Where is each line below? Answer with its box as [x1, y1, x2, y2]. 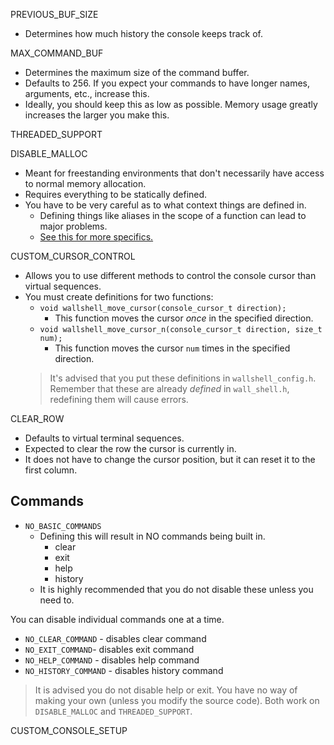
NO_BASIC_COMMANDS [24, 521, 102, 531]
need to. [39, 594, 75, 606]
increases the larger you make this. [24, 109, 170, 121]
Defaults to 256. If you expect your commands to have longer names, [24, 77, 310, 89]
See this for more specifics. [39, 231, 154, 243]
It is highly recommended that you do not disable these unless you [39, 583, 314, 595]
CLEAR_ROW [10, 413, 65, 424]
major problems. [39, 220, 108, 232]
